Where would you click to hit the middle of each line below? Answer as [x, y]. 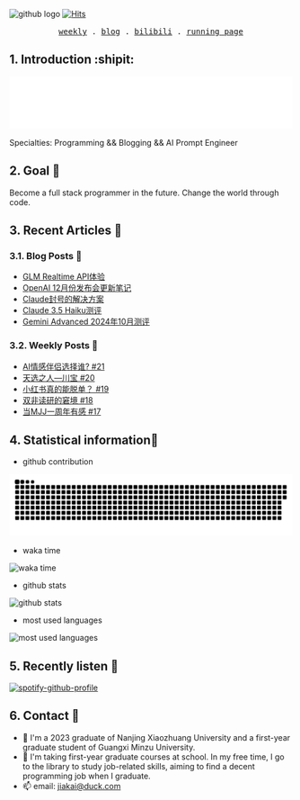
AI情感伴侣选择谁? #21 [63, 366]
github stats [44, 586]
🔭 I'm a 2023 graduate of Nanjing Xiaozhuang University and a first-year [156, 737]
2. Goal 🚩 [35, 171]
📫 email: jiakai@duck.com [71, 786]
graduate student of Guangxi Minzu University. [109, 747]
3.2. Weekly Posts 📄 [54, 346]
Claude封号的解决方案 [63, 299]
